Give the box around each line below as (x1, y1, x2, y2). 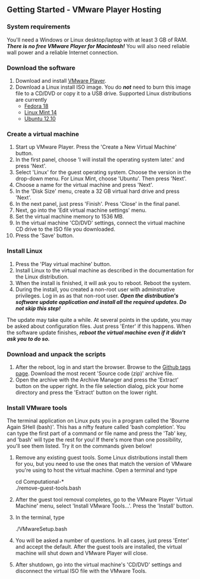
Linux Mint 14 (24, 108, 57, 115)
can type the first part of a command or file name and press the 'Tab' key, (7, 430, 188, 437)
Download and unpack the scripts (7, 350, 106, 358)
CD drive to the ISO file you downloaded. (15, 226, 116, 233)
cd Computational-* (15, 478, 64, 486)
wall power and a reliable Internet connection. (7, 49, 119, 56)
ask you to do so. (7, 335, 50, 342)
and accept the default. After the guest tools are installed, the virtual (15, 543, 183, 550)
